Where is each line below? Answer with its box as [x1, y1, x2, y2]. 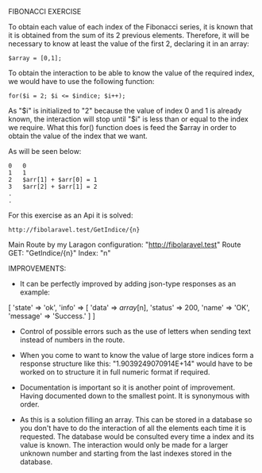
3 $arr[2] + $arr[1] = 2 [8, 183, 98, 190]
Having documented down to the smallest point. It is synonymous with [19, 391, 250, 400]
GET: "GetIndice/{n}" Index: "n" [8, 248, 111, 257]
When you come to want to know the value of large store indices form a [19, 351, 254, 360]
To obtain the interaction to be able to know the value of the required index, [8, 68, 255, 78]
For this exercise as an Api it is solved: [8, 210, 133, 220]
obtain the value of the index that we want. [8, 131, 148, 140]
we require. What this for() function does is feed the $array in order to [8, 123, 237, 132]
